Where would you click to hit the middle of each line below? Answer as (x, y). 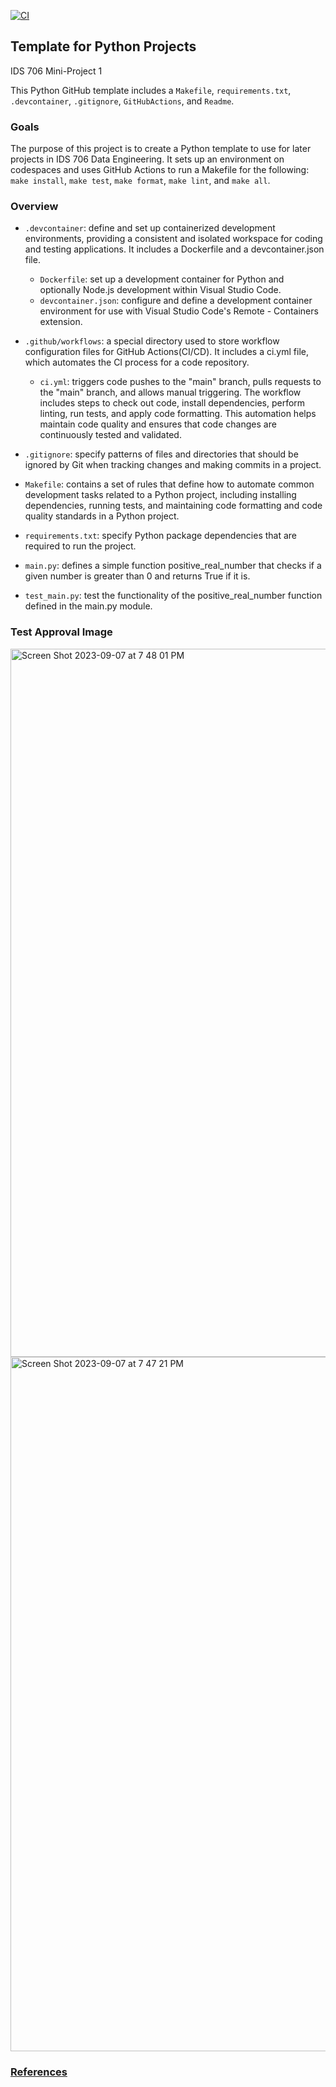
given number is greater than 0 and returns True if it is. (137, 576)
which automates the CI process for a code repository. (137, 362)
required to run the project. (80, 546)
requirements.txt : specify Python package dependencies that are (161, 536)
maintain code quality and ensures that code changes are (158, 424)
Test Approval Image (61, 632)
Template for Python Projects (103, 46)
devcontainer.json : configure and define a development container (176, 301)
